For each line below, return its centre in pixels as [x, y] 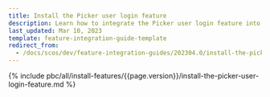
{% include [27, 76]
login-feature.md [36, 84]
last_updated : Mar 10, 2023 [55, 30]
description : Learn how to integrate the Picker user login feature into [135, 23]
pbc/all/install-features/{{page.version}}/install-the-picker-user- [153, 76]
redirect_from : [34, 46]
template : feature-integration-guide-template [88, 38]
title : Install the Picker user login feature [88, 16]
